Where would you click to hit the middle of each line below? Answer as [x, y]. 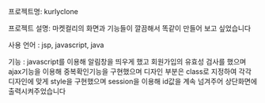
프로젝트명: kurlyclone [44, 11]
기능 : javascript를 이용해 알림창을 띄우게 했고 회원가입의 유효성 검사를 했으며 [127, 62]
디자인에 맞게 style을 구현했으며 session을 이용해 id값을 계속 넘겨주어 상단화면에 [133, 81]
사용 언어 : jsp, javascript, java [56, 45]
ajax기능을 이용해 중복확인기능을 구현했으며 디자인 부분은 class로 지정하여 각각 [130, 72]
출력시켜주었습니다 [37, 91]
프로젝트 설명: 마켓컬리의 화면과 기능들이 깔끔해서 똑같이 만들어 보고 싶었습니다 [130, 28]
